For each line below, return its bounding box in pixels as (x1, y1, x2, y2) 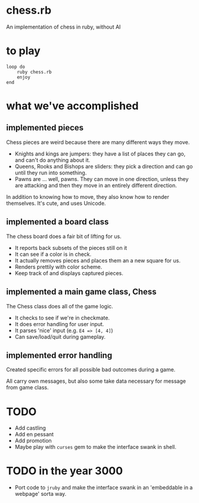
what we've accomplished (6, 99, 139, 113)
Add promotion (14, 437, 52, 444)
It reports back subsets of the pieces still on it (14, 244, 128, 251)
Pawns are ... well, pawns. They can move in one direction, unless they (14, 175, 189, 182)
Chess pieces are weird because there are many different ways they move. (6, 138, 190, 146)
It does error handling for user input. (14, 320, 104, 327)
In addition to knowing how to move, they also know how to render (6, 193, 170, 200)
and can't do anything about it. (14, 156, 91, 164)
